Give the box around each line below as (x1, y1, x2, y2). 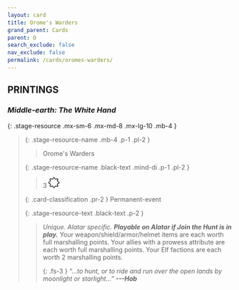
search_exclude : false (7, 41, 75, 49)
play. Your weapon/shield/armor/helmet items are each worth (42, 230, 225, 239)
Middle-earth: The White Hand (7, 105, 116, 115)
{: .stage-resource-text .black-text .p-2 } (24, 209, 144, 217)
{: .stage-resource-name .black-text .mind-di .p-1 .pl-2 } (24, 162, 190, 171)
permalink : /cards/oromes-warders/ (7, 57, 113, 64)
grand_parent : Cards (7, 26, 69, 33)
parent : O (7, 34, 37, 41)
